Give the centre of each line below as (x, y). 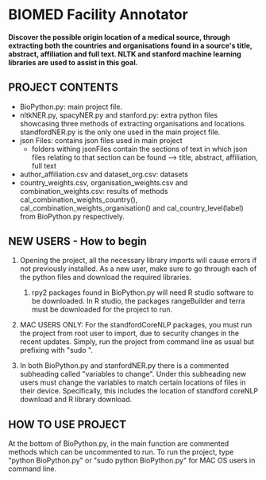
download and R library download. (76, 400)
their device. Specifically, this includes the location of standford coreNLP (139, 391)
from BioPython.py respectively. (72, 216)
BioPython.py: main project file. (71, 106)
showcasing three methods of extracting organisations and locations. (133, 123)
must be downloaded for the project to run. (102, 310)
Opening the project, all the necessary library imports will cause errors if (138, 261)
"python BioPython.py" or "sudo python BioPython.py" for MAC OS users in (132, 461)
